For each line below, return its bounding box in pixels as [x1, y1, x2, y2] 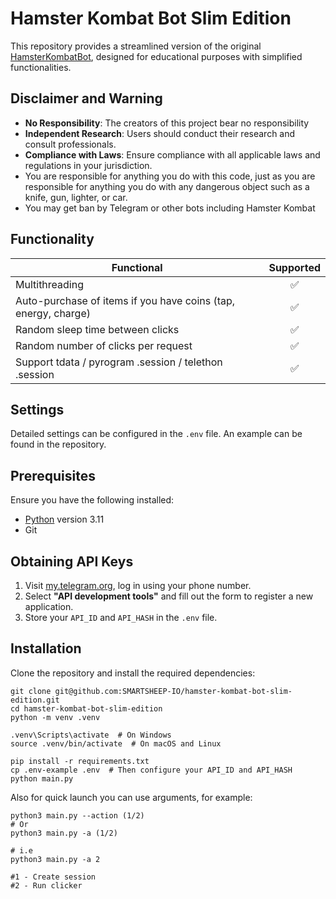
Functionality [10, 231, 95, 248]
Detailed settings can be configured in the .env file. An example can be [10, 428, 303, 440]
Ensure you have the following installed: [10, 494, 175, 506]
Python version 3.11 [24, 513, 105, 526]
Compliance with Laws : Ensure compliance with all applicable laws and [24, 148, 321, 161]
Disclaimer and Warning [10, 90, 163, 107]
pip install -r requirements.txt [10, 756, 150, 766]
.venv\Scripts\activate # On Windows [10, 730, 172, 740]
